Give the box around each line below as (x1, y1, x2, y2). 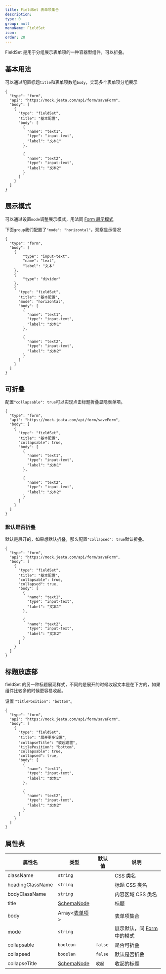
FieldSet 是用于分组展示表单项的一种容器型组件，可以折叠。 (5, 49, 127, 55)
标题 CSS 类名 (114, 882, 147, 889)
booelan (57, 951, 76, 957)
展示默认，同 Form (114, 925, 158, 932)
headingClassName (7, 881, 53, 888)
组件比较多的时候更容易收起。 (5, 688, 66, 694)
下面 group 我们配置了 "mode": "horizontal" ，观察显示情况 (5, 227, 121, 232)
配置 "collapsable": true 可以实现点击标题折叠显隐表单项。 (5, 399, 125, 405)
